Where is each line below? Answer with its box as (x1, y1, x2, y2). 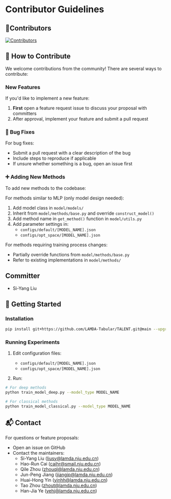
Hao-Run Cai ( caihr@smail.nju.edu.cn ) (20, 460, 101, 466)
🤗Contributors (5, 24, 52, 33)
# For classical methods (5, 399, 58, 404)
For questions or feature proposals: (5, 434, 79, 441)
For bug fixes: (5, 140, 35, 146)
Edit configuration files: (12, 350, 62, 357)
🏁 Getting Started (5, 300, 62, 308)
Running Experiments (5, 339, 60, 345)
